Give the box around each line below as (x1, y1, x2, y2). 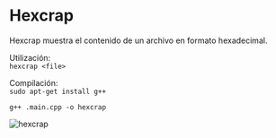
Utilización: (9, 52, 51, 63)
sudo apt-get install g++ (9, 87, 106, 96)
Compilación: (9, 77, 58, 88)
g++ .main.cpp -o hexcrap (9, 102, 106, 112)
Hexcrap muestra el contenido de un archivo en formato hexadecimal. (9, 35, 268, 46)
